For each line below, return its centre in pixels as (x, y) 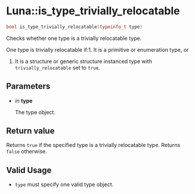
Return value (30, 131)
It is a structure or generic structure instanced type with (83, 61)
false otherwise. (27, 151)
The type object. (35, 112)
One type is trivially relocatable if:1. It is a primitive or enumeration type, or (97, 49)
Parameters (28, 87)
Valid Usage (29, 170)
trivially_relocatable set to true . (57, 67)
